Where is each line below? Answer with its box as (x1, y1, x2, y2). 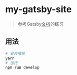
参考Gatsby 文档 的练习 (17, 21, 64, 27)
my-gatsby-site (5, 4, 72, 15)
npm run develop (5, 65, 40, 70)
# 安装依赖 (5, 51, 25, 56)
